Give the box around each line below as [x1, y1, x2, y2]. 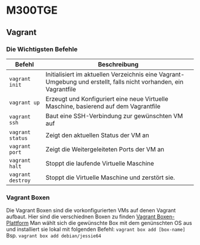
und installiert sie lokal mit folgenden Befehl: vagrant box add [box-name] [6, 226, 186, 233]
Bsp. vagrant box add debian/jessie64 [6, 232, 102, 239]
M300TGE [6, 4, 58, 17]
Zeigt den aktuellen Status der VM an [45, 131, 149, 139]
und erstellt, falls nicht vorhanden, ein [78, 78, 183, 86]
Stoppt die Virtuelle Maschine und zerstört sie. [45, 173, 176, 182]
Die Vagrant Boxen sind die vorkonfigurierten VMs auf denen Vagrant [6, 207, 176, 214]
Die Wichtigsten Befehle [6, 45, 78, 53]
